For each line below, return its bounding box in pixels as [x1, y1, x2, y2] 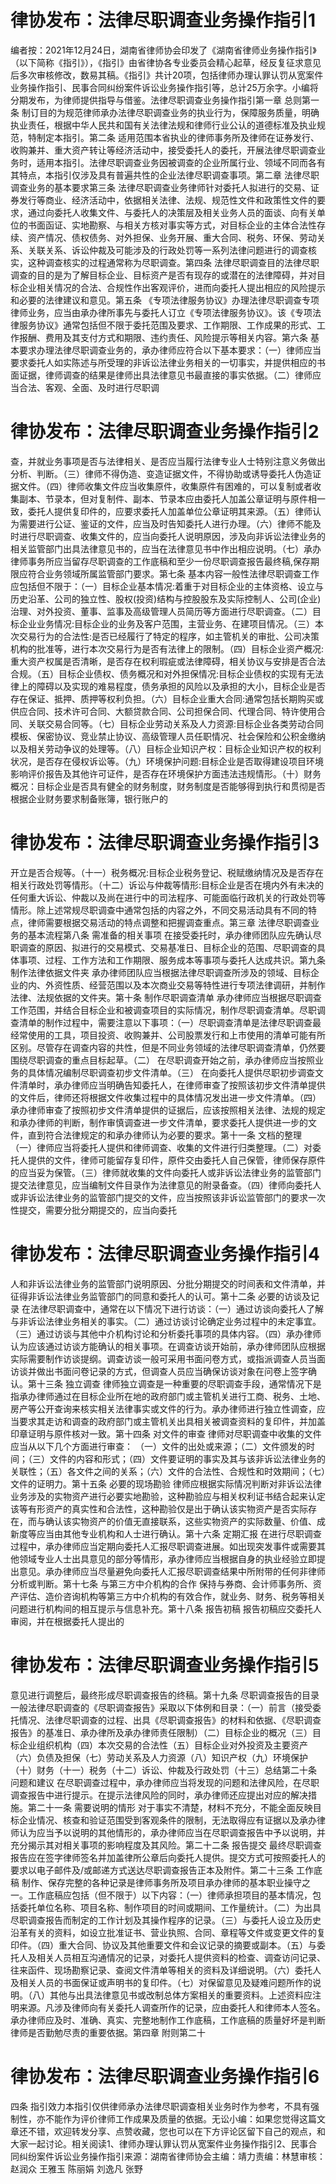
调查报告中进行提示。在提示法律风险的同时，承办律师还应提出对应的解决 [10, 1789, 308, 1801]
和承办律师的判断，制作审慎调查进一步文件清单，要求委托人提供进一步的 [10, 1116, 308, 1128]
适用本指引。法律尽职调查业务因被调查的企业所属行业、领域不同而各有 [36, 156, 326, 168]
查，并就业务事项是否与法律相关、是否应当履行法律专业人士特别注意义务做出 [10, 455, 326, 467]
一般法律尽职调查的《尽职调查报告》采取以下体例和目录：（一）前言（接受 [10, 1701, 313, 1713]
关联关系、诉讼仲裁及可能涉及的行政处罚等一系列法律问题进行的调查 [27, 244, 308, 256]
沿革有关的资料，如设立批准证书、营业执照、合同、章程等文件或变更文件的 [10, 1926, 317, 1938]
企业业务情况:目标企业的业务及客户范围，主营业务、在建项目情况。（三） [18, 617, 316, 630]
